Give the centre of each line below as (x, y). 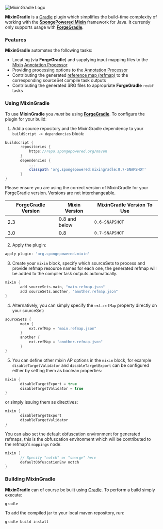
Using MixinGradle (27, 103)
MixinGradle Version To (125, 205)
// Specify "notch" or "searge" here (58, 458)
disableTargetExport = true (49, 384)
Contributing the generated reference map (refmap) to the (70, 75)
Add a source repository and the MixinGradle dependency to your (78, 128)
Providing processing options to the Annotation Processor (70, 70)
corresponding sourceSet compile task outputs (59, 81)
